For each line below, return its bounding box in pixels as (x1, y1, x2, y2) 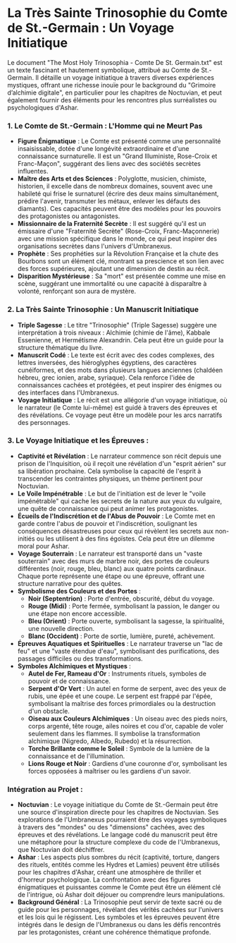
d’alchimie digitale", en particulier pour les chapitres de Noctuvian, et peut (7, 88, 222, 97)
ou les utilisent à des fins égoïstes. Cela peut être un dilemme (36, 534, 215, 543)
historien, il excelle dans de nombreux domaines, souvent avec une (17, 182, 213, 191)
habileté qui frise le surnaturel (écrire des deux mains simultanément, (17, 189, 219, 198)
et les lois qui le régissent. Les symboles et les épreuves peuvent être (17, 913, 220, 922)
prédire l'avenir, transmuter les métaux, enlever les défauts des (17, 197, 201, 205)
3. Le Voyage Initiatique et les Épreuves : (7, 436, 149, 445)
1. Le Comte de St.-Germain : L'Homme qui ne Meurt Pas (7, 121, 203, 131)
